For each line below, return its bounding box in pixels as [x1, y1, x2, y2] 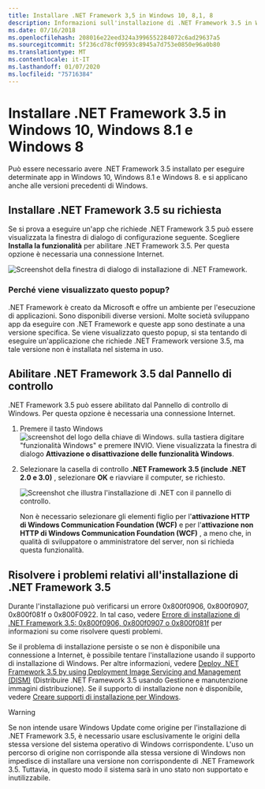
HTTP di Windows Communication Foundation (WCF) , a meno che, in [19, 529, 252, 538]
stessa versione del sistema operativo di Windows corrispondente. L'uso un [8, 739, 254, 750]
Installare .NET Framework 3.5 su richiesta [8, 203, 222, 217]
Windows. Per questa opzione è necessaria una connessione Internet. [8, 409, 236, 418]
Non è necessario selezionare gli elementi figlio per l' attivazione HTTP [19, 512, 250, 522]
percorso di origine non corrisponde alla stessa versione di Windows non [8, 748, 246, 757]
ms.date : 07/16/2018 [8, 26, 77, 34]
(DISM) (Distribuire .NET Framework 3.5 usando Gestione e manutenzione [8, 675, 248, 685]
